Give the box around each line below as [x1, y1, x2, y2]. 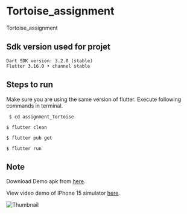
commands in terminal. [6, 102, 63, 109]
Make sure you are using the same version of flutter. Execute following [6, 96, 182, 103]
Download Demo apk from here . [6, 178, 86, 185]
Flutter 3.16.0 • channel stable [6, 63, 90, 69]
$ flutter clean [6, 124, 47, 131]
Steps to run [6, 80, 53, 90]
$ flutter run [6, 145, 42, 152]
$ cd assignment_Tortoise [8, 114, 74, 120]
